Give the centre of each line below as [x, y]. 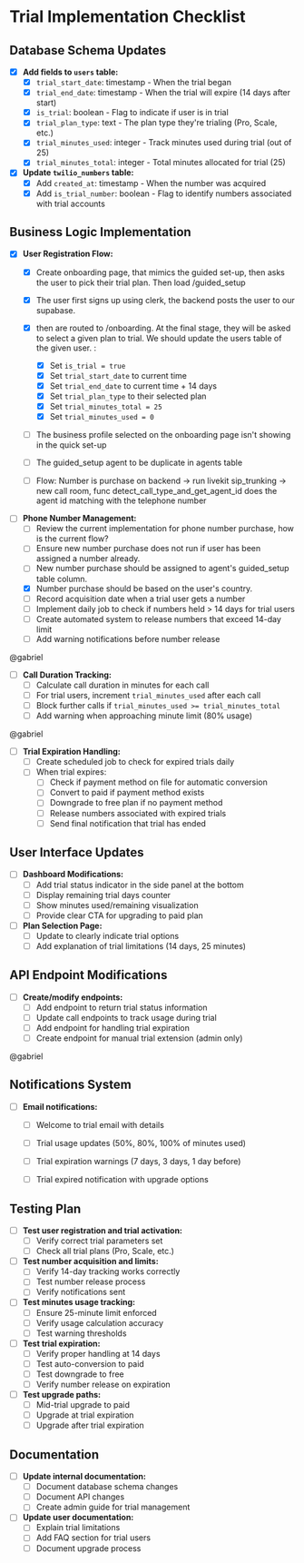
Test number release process [91, 1281]
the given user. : [66, 348]
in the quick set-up [71, 445]
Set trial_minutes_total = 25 [106, 406]
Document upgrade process [88, 1548]
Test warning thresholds [81, 1333]
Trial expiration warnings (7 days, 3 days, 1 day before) [138, 1162]
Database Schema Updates [88, 50]
